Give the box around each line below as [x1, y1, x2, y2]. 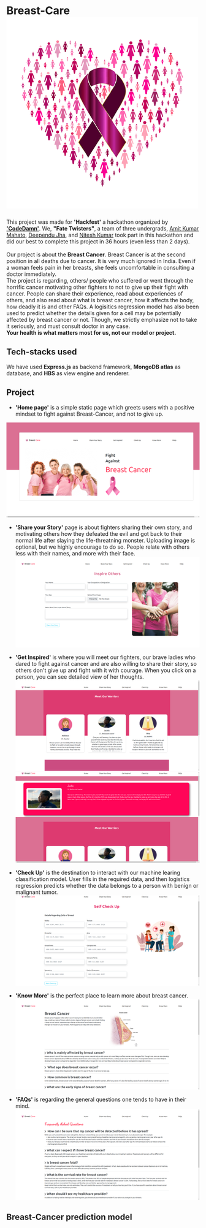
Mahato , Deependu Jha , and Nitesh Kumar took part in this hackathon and [6, 231, 194, 238]
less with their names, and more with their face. [15, 550, 135, 557]
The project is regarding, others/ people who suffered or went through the [6, 276, 194, 284]
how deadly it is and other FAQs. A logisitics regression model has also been [6, 303, 199, 310]
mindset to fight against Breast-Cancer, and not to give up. [15, 410, 164, 418]
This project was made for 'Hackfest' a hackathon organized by [6, 218, 169, 226]
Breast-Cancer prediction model [6, 1212, 132, 1222]
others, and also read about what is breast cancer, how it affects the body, [6, 296, 194, 303]
